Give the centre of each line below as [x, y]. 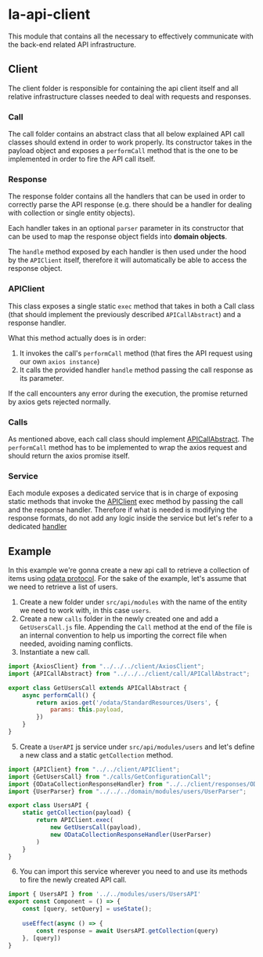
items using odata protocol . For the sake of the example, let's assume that [127, 579]
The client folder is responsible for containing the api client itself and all [123, 88]
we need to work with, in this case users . [85, 611]
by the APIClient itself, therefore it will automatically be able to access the [128, 260]
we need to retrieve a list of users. [63, 587]
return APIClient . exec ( [75, 820]
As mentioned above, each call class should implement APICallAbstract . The [131, 439]
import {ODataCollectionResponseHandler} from [85, 784]
